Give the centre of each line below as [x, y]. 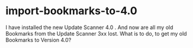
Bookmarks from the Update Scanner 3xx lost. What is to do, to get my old [96, 33]
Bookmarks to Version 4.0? [38, 40]
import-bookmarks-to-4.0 [71, 11]
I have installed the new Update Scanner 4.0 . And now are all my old [89, 27]
